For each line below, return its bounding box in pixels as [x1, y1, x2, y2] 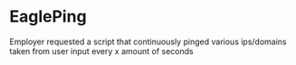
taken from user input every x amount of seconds [9, 45, 194, 56]
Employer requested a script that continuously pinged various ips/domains [9, 36, 287, 47]
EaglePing [9, 6, 88, 27]
